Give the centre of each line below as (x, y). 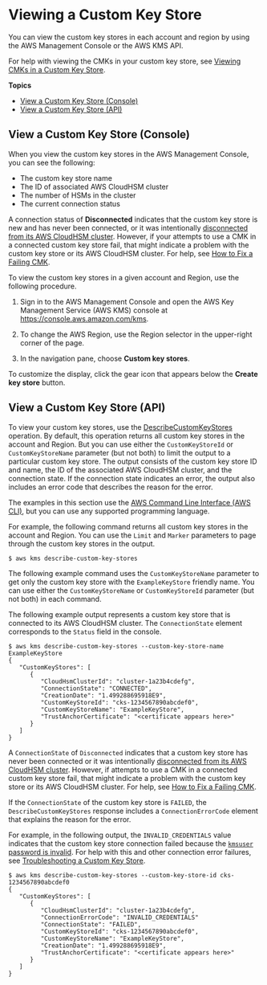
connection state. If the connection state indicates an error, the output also (131, 478)
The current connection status (70, 203)
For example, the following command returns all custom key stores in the (128, 526)
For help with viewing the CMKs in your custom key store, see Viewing (125, 61)
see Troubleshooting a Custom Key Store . (77, 860)
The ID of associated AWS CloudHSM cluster (94, 186)
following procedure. (42, 286)
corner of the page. (52, 342)
